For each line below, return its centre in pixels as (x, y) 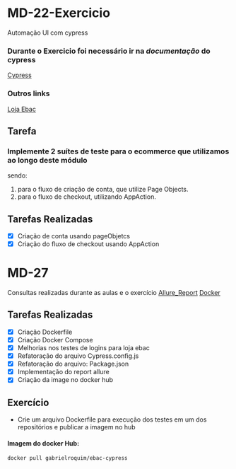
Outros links (29, 93)
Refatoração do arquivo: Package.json (73, 364)
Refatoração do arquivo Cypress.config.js (78, 356)
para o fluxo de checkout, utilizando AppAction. (87, 197)
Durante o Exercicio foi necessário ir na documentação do (109, 51)
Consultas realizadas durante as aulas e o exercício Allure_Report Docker (114, 293)
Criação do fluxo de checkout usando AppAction (88, 244)
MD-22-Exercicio (59, 13)
